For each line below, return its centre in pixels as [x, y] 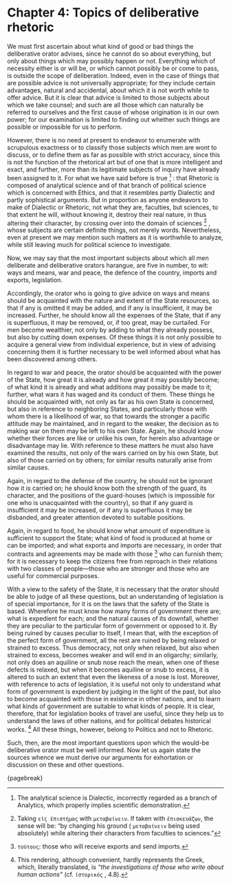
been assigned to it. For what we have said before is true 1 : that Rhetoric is [113, 177]
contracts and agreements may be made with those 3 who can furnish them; [115, 553]
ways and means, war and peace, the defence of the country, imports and [112, 273]
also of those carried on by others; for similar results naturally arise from [110, 460]
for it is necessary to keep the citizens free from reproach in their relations [112, 561]
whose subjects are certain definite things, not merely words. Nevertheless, [114, 230]
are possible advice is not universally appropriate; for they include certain [111, 83]
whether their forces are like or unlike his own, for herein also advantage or [113, 438]
